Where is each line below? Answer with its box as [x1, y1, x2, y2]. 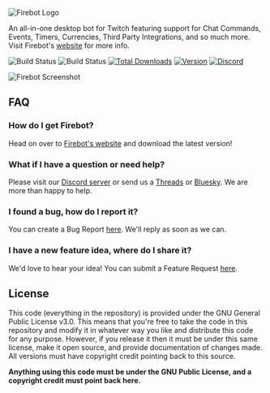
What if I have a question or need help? [8, 158, 165, 170]
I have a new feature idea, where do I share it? [8, 244, 192, 256]
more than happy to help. [8, 185, 92, 195]
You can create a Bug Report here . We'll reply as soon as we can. [8, 224, 227, 235]
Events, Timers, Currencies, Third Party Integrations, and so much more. [8, 32, 251, 41]
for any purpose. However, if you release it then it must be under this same [8, 334, 258, 344]
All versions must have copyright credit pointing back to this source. [8, 352, 236, 361]
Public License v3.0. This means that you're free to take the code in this [8, 317, 248, 326]
